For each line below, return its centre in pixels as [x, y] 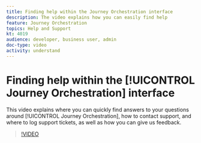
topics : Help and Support [38, 28]
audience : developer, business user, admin [61, 39]
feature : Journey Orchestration [46, 23]
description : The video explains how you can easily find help [87, 17]
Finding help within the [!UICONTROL [100, 80]
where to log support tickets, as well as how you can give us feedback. [94, 122]
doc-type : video [26, 45]
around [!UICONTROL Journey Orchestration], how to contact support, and [99, 116]
